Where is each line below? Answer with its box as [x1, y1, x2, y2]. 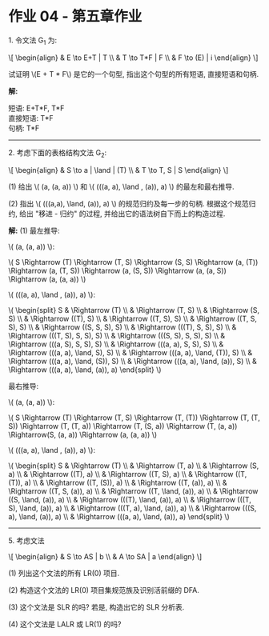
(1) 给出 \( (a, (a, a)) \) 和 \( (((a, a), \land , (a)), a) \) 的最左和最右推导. [8, 182, 235, 191]
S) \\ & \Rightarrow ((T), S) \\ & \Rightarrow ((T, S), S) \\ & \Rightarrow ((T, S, [8, 314, 258, 323]
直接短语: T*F [8, 113, 54, 122]
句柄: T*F [8, 123, 40, 133]
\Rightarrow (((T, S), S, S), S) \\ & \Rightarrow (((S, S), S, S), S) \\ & [8, 330, 226, 340]
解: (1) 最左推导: [8, 226, 60, 235]
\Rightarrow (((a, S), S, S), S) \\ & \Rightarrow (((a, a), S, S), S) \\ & [8, 339, 224, 349]
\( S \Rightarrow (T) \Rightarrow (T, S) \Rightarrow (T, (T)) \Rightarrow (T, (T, [8, 413, 260, 422]
